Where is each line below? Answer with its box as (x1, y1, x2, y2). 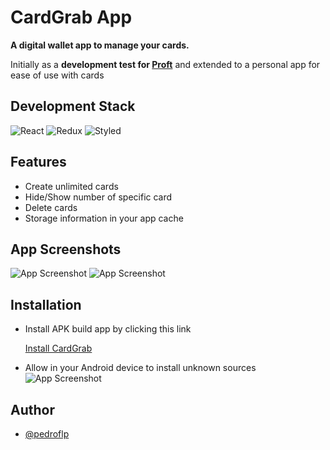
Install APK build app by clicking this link (24, 323, 192, 335)
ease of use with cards (10, 69, 105, 81)
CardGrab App (10, 6, 133, 29)
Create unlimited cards (24, 180, 119, 192)
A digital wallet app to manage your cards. (10, 39, 190, 51)
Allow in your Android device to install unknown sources (24, 362, 257, 374)
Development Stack (10, 98, 136, 115)
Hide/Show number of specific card (24, 191, 173, 203)
